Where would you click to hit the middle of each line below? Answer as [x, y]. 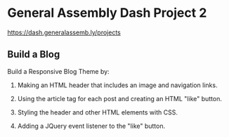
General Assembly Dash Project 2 [107, 13]
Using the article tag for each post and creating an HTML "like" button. [120, 98]
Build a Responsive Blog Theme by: [59, 71]
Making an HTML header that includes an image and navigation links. [117, 85]
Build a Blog [34, 54]
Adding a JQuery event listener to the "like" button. [91, 126]
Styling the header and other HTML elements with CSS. [97, 112]
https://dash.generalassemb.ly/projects [64, 32]
